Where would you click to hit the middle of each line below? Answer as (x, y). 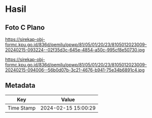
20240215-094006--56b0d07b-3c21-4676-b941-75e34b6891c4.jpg (75, 70)
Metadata (20, 86)
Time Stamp (22, 108)
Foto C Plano (25, 28)
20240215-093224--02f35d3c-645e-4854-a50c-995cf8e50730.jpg (75, 50)
